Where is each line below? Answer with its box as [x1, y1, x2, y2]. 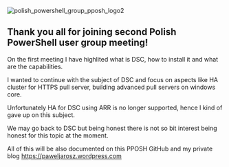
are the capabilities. [7, 62, 63, 70]
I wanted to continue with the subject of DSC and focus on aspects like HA [7, 75, 219, 83]
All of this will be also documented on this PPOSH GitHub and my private [7, 144, 213, 153]
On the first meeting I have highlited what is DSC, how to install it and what [7, 55, 219, 63]
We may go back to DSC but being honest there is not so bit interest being [7, 124, 217, 132]
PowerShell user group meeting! [7, 37, 149, 49]
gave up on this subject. [7, 110, 76, 119]
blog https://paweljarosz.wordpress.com [7, 151, 122, 160]
